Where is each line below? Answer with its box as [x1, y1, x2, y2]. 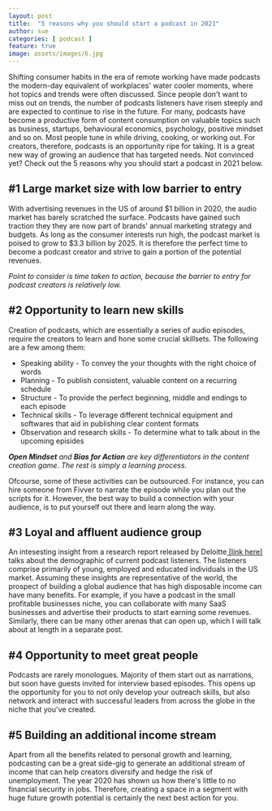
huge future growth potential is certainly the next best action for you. [8, 793, 239, 803]
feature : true [8, 42, 57, 50]
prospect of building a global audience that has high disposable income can [8, 582, 262, 591]
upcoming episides [19, 436, 84, 446]
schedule [19, 384, 52, 394]
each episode [19, 401, 67, 411]
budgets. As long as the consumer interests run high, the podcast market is [8, 229, 261, 239]
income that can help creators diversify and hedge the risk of [8, 767, 214, 777]
